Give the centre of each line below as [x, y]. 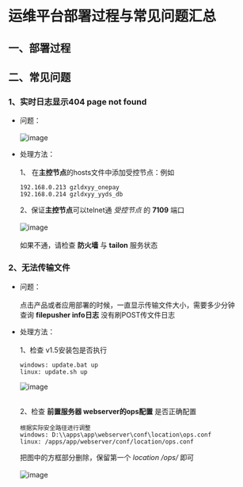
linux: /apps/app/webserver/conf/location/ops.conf [106, 441]
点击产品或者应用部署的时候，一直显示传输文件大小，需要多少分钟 [127, 305]
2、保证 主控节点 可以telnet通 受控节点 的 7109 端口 [102, 210]
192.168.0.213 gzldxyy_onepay [70, 188]
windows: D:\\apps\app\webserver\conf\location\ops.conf [116, 435]
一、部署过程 [40, 48]
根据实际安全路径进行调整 [55, 428]
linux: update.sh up [53, 372]
